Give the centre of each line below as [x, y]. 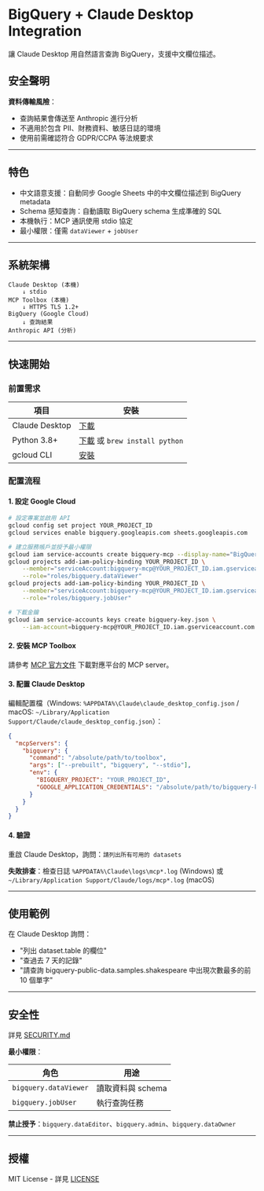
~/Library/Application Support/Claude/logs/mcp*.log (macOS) [111, 880]
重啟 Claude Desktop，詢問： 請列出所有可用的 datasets [95, 854]
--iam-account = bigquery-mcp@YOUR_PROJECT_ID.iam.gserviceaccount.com [139, 627]
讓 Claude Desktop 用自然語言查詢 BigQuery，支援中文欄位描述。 [114, 53]
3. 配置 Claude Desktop [46, 684]
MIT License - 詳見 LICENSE [54, 1178]
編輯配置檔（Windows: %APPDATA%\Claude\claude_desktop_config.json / [124, 703]
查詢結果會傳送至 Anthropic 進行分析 [79, 118]
